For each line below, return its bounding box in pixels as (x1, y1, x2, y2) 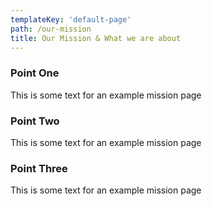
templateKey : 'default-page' (10, 14, 132, 25)
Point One (10, 66, 60, 80)
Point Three (10, 161, 68, 175)
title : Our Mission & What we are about (10, 33, 182, 43)
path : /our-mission (10, 24, 92, 34)
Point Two (10, 114, 60, 128)
